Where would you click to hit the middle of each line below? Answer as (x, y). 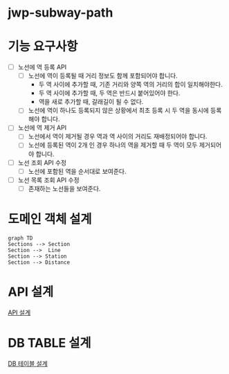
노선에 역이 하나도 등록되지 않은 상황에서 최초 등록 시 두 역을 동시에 (119, 110)
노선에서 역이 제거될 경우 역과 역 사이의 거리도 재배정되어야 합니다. (118, 136)
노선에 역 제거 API (42, 128)
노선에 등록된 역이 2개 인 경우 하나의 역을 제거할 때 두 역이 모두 (113, 145)
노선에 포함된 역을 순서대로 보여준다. (77, 171)
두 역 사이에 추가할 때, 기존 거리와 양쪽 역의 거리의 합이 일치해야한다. (131, 84)
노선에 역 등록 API (42, 67)
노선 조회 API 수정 (42, 162)
